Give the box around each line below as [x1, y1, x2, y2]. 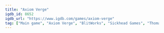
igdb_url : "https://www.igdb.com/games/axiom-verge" [5, 16, 115, 21]
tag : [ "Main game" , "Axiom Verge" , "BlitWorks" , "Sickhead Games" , [5, 20, 145, 26]
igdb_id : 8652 [5, 12, 34, 16]
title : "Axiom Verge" [5, 7, 49, 12]
